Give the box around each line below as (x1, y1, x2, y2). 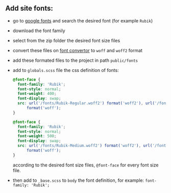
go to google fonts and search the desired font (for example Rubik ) (12, 17, 153, 23)
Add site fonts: (5, 4, 54, 13)
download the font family (12, 28, 65, 34)
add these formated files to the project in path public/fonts (12, 57, 138, 63)
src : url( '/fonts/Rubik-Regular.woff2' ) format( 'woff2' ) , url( (17, 101, 155, 106)
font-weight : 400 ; (17, 91, 57, 96)
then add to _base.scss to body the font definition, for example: (12, 177, 144, 183)
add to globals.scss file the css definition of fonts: (12, 67, 119, 73)
